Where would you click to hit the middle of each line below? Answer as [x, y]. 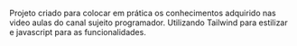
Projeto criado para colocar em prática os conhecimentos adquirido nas [143, 13]
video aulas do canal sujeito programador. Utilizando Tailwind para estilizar [149, 23]
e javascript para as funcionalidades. [78, 32]
